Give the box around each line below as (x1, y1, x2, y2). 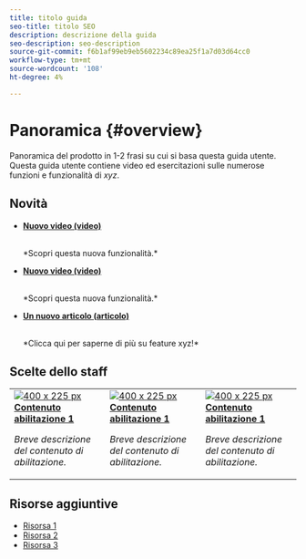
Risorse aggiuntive (9, 496, 118, 512)
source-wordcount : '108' (9, 65, 104, 74)
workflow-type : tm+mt (9, 56, 92, 65)
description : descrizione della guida (9, 30, 157, 39)
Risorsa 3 (22, 540, 59, 551)
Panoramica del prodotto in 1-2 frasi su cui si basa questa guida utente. (9, 150, 277, 160)
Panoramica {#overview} (9, 119, 203, 140)
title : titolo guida (9, 13, 88, 23)
